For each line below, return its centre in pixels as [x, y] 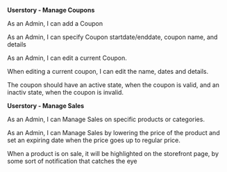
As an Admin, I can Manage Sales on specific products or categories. [106, 119]
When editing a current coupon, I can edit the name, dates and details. [108, 71]
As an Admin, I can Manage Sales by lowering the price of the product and [113, 133]
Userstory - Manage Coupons [51, 10]
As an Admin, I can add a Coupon [55, 23]
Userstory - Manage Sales [46, 106]
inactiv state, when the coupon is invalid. [65, 92]
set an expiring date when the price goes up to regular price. [94, 140]
